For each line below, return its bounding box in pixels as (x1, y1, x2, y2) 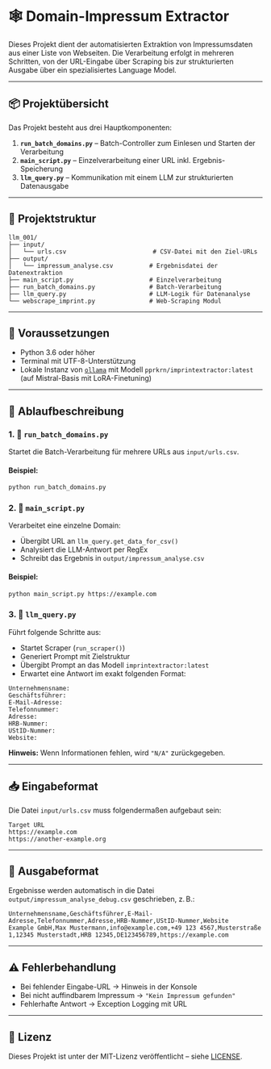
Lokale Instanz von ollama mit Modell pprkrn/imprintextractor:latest (19, 365, 254, 374)
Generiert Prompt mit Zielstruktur (19, 651, 131, 661)
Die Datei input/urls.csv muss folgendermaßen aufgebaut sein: (8, 805, 222, 815)
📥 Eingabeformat (8, 780, 98, 794)
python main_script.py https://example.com (8, 590, 157, 598)
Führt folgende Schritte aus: (8, 627, 102, 637)
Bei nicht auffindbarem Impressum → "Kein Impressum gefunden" (19, 991, 236, 1000)
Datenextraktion (8, 269, 63, 277)
